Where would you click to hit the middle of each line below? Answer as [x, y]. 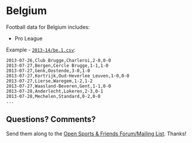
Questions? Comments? [51, 119]
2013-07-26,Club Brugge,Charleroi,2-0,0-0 [59, 60]
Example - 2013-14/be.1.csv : [41, 50]
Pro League [28, 38]
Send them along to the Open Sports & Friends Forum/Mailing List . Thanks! [96, 134]
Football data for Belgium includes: [48, 27]
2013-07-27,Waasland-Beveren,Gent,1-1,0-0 [59, 86]
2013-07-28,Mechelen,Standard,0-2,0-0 [53, 96]
